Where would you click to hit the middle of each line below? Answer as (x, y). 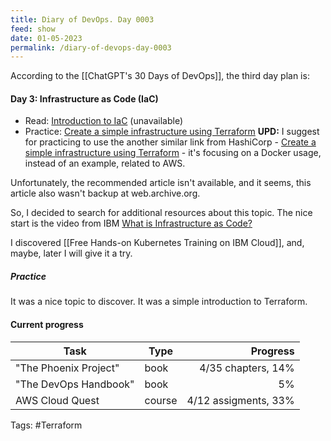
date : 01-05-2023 (46, 38)
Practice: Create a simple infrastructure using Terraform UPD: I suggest (172, 132)
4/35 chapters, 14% (247, 368)
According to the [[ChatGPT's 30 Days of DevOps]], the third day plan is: (160, 76)
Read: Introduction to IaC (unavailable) (104, 121)
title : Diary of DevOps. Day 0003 (82, 19)
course (161, 400)
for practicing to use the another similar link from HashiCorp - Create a (170, 142)
